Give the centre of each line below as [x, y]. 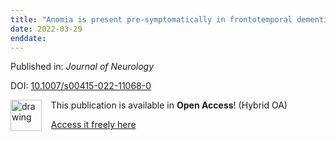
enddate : [28, 38]
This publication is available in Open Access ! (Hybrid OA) [169, 105]
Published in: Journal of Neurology [82, 67]
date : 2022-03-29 [46, 29]
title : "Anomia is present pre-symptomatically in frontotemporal [151, 19]
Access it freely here [93, 125]
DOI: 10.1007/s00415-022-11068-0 [81, 86]
